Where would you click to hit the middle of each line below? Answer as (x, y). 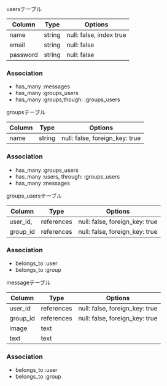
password (24, 55)
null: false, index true (97, 35)
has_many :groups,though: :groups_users (68, 99)
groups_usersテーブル (34, 196)
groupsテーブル (26, 112)
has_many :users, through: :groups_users (68, 176)
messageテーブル (29, 282)
